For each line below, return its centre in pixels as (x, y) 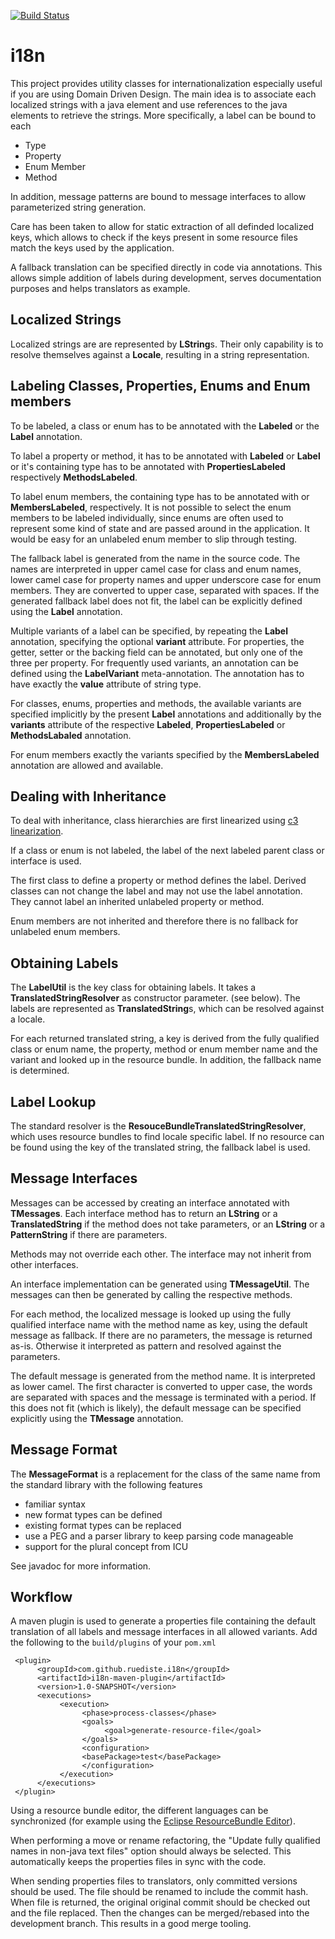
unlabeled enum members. (65, 932)
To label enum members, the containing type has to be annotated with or (160, 496)
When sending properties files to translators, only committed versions (154, 1881)
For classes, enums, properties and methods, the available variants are (156, 703)
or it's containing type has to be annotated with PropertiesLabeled (148, 466)
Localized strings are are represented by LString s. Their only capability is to (167, 344)
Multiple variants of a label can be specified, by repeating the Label (149, 631)
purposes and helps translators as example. (100, 288)
